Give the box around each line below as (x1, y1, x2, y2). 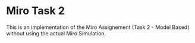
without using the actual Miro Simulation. (6, 29, 106, 37)
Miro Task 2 (6, 4, 65, 18)
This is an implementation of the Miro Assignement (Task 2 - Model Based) (6, 24, 190, 31)
